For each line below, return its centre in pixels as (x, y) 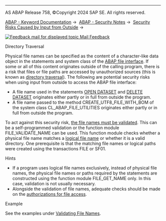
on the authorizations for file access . (50, 194)
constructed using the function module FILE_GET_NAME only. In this (82, 178)
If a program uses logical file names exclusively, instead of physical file (84, 168)
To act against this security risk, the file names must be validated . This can (81, 122)
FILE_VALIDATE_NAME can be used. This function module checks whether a (83, 133)
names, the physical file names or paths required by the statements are (84, 173)
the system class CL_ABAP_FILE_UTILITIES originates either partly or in (85, 108)
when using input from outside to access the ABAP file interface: (71, 82)
